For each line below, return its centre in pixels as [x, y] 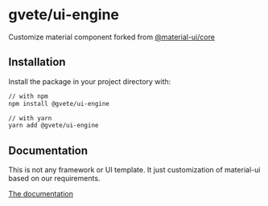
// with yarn [30, 118]
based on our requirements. [54, 179]
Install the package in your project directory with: [90, 81]
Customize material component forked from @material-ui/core [112, 37]
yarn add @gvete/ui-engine [54, 126]
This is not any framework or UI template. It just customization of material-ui [134, 170]
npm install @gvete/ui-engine [59, 103]
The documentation [41, 194]
